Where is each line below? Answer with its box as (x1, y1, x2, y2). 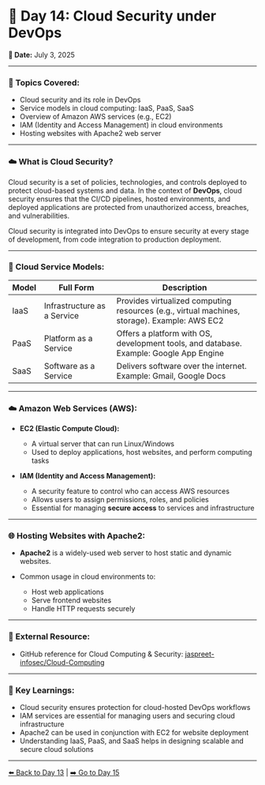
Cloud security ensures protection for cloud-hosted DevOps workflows (19, 703, 251, 712)
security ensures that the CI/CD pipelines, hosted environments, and (8, 193, 231, 204)
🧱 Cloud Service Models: (8, 261, 105, 272)
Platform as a (43, 332, 93, 344)
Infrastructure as (43, 300, 106, 311)
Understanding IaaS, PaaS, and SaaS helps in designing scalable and (19, 736, 244, 746)
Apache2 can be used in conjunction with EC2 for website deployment (19, 728, 249, 738)
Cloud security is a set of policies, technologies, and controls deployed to (8, 177, 247, 186)
